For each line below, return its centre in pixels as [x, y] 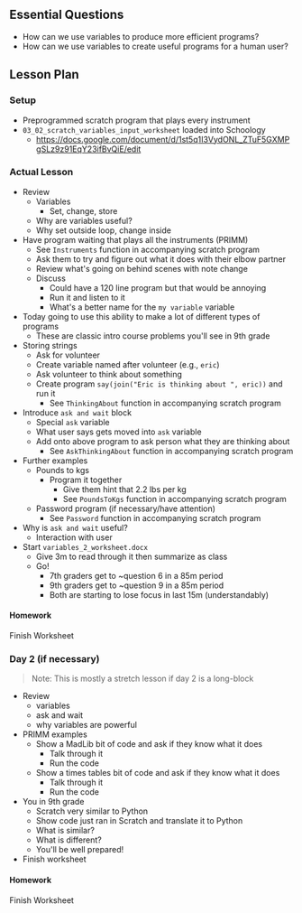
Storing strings [50, 345]
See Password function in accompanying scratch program [155, 517]
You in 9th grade [53, 802]
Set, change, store [83, 210]
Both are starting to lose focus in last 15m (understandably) [159, 594]
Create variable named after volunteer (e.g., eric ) [128, 364]
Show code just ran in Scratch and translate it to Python [139, 821]
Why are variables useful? [84, 220]
